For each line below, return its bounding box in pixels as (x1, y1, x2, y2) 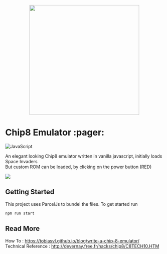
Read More (5, 224, 40, 233)
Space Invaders (5, 158, 38, 164)
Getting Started (5, 188, 55, 196)
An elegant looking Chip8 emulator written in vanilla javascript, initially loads (5, 153, 162, 159)
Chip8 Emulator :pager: (5, 127, 104, 138)
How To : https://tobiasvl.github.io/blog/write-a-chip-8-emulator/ (5, 237, 139, 243)
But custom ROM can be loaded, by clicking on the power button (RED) (5, 164, 152, 170)
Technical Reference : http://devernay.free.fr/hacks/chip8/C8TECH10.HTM (5, 243, 159, 249)
